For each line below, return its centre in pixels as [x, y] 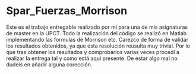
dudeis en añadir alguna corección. [49, 64]
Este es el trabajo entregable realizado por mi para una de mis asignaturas [97, 27]
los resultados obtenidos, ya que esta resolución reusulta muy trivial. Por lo [98, 46]
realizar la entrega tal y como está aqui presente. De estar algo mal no [92, 58]
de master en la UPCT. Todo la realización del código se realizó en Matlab [97, 33]
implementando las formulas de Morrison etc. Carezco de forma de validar [97, 39]
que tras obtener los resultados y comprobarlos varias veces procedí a [93, 52]
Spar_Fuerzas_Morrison [67, 11]
